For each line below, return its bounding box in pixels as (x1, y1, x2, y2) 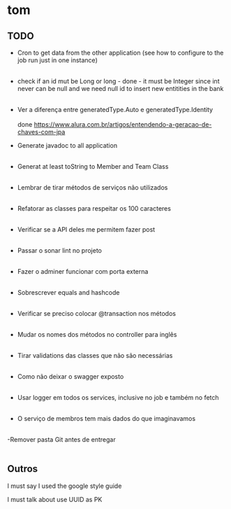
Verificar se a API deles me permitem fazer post (17, 225, 156, 233)
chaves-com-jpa (17, 128, 66, 136)
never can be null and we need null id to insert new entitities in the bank (17, 85, 224, 92)
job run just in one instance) (17, 56, 98, 64)
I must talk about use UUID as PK (7, 495, 103, 503)
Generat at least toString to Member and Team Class (17, 162, 169, 170)
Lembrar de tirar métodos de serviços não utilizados (17, 183, 168, 191)
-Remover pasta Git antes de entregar (7, 435, 117, 443)
